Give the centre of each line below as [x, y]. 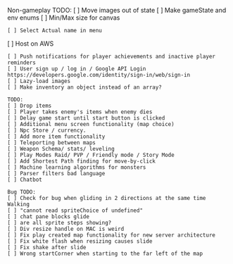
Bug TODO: [22, 192]
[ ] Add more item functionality [56, 137]
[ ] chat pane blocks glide [49, 217]
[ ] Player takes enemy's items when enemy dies [80, 112]
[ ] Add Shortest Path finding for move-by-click [82, 161]
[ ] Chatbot [25, 180]
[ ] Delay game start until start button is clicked [86, 118]
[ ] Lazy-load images [39, 81]
